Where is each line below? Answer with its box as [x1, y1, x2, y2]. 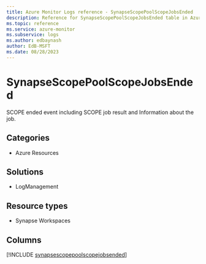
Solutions [6, 167, 44, 177]
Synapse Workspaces [15, 217, 71, 224]
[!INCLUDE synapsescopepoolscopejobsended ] [6, 251, 128, 258]
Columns [6, 235, 42, 245]
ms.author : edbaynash [6, 37, 62, 43]
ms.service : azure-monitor [6, 26, 75, 32]
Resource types [6, 200, 68, 211]
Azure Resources [15, 149, 59, 156]
